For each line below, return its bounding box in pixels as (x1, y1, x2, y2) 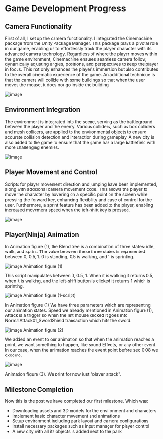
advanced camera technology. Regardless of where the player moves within (5, 51, 157, 57)
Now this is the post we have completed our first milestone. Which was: (5, 398, 148, 404)
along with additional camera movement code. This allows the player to (5, 186, 148, 192)
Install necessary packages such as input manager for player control (12, 423, 150, 429)
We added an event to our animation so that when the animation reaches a (5, 336, 154, 342)
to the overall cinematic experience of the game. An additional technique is (5, 72, 155, 77)
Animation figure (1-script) (23, 293, 76, 298)
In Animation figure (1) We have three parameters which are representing (5, 302, 151, 308)
